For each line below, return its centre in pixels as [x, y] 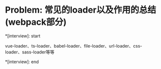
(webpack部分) [36, 22]
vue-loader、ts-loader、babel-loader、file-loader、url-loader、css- [74, 46]
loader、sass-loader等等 [30, 52]
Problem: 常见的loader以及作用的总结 [81, 10]
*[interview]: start [23, 36]
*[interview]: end [22, 62]
